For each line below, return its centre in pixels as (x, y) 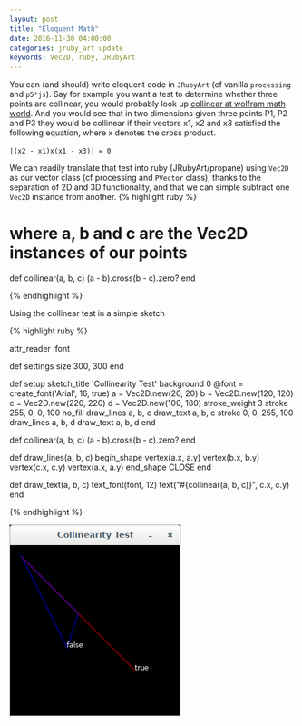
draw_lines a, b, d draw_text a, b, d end (83, 423)
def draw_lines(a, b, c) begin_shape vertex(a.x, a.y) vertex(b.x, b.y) (135, 458)
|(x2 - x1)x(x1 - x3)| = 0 (60, 151)
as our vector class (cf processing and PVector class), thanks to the (135, 178)
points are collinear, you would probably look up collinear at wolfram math (147, 104)
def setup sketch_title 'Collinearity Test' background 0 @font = (127, 384)
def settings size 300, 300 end (67, 366)
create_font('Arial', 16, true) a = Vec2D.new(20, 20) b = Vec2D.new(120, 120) (151, 393)
